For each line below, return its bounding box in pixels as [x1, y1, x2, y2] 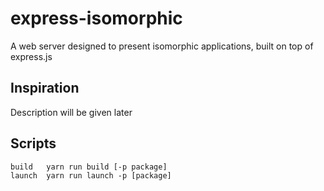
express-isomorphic [10, 7, 183, 30]
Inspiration [10, 80, 80, 97]
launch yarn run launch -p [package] [10, 170, 172, 181]
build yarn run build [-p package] [10, 162, 168, 172]
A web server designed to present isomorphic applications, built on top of [10, 40, 314, 52]
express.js [10, 50, 53, 62]
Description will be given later [10, 106, 133, 118]
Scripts [10, 135, 57, 152]
